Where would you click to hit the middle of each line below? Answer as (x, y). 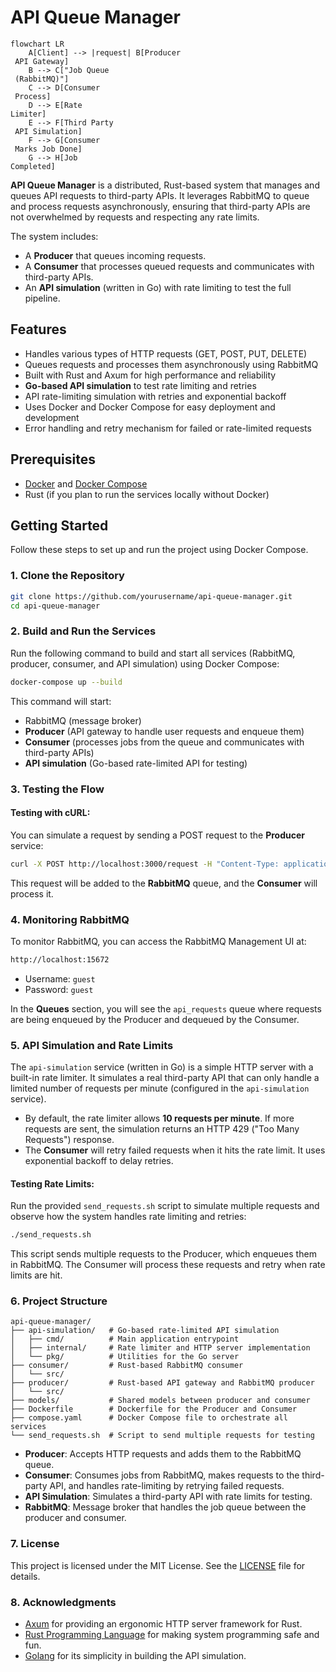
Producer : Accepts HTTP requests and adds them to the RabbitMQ (163, 1454)
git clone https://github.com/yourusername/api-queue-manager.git (151, 596)
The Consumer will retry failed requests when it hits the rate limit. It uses (175, 1150)
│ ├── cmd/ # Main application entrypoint (125, 1339)
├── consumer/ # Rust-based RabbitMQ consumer (127, 1366)
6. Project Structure (59, 1301)
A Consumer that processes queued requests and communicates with (169, 266)
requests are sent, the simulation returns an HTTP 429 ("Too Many (162, 1129)
